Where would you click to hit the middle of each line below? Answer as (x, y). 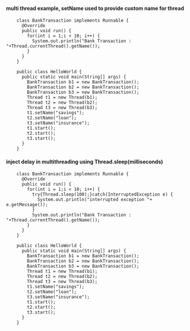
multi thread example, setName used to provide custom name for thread (95, 8)
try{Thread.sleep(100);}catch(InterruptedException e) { (103, 194)
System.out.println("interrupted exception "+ (95, 200)
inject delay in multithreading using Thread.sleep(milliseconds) (85, 162)
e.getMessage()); (27, 205)
